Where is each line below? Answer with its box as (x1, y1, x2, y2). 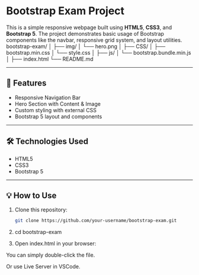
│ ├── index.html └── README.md (6, 55, 94, 62)
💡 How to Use (6, 190, 57, 200)
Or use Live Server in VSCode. (6, 263, 81, 270)
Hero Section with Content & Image (14, 100, 101, 108)
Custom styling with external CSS (14, 106, 97, 113)
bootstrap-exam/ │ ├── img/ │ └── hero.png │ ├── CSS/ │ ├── (6, 43, 166, 50)
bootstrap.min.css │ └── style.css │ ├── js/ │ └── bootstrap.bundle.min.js (6, 49, 191, 56)
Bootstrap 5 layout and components (14, 113, 102, 120)
